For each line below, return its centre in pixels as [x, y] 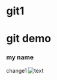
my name [20, 57]
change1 [16, 70]
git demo [29, 39]
